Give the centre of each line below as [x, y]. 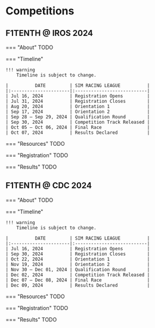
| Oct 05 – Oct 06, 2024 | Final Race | [78, 127]
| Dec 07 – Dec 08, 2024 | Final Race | [78, 280]
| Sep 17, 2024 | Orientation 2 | [78, 112]
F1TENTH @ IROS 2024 [49, 33]
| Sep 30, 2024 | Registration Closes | [78, 254]
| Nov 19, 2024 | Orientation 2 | [78, 264]
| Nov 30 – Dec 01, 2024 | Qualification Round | [78, 269]
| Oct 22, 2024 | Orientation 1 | [78, 259]
